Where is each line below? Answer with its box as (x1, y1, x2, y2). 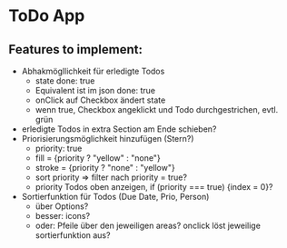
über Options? (35, 201, 89, 212)
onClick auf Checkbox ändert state (35, 94, 166, 105)
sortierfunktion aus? (35, 230, 111, 241)
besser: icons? (35, 211, 91, 221)
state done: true (35, 75, 95, 86)
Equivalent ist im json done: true (35, 85, 156, 95)
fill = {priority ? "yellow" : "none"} (35, 153, 161, 164)
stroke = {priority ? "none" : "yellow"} (35, 163, 175, 173)
